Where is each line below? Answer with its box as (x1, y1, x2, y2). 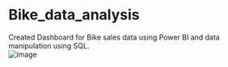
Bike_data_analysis (8, 6, 140, 24)
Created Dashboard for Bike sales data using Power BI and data (8, 32, 220, 42)
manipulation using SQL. (8, 40, 90, 50)
